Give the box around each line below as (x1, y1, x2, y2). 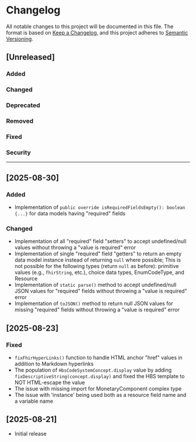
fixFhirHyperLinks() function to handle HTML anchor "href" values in (14, 354, 183, 361)
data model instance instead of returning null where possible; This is (14, 256, 181, 263)
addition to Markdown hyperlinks (14, 360, 94, 367)
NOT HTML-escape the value (14, 379, 86, 386)
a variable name (14, 398, 54, 405)
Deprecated (6, 101, 41, 109)
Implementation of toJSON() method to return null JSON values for (14, 300, 173, 307)
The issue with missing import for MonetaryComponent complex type (14, 385, 182, 392)
